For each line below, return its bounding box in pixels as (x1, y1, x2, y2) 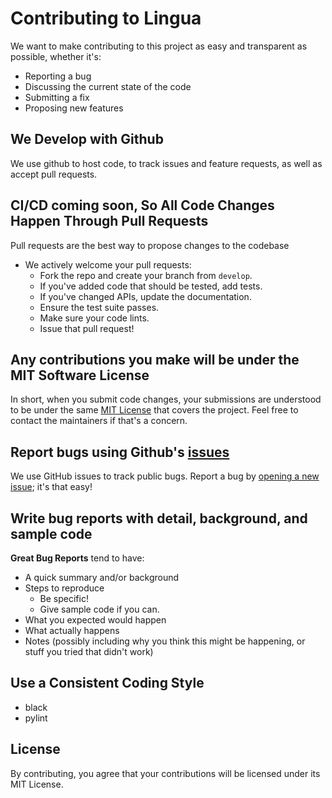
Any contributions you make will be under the (10, 351, 300, 368)
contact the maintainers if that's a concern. (10, 415, 188, 427)
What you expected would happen (24, 614, 167, 626)
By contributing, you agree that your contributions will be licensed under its (10, 767, 321, 779)
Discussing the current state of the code (24, 80, 192, 92)
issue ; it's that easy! (10, 481, 93, 493)
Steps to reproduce (24, 582, 105, 594)
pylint (24, 712, 48, 724)
